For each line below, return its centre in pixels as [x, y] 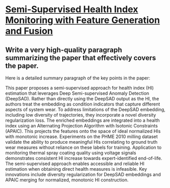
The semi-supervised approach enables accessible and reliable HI [75, 164]
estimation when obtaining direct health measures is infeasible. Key [76, 169]
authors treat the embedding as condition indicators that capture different [83, 104]
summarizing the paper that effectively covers [81, 58]
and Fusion [29, 31]
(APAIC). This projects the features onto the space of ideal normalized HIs [83, 131]
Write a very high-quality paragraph [64, 50]
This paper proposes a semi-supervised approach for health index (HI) [80, 88]
